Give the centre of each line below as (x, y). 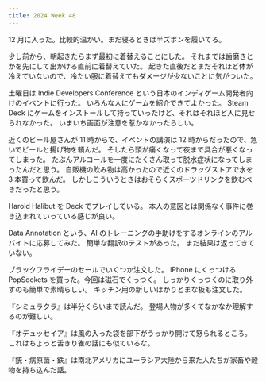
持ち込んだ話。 (46, 369)
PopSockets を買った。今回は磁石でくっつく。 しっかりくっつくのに (120, 280)
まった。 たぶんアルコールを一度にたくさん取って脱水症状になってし (134, 159)
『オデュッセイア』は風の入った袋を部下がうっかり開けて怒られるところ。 (130, 333)
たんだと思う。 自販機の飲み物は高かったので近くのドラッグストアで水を (134, 169)
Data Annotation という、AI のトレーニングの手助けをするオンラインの (123, 233)
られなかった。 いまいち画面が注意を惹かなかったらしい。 (103, 122)
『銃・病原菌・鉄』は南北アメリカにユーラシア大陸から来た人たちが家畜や (130, 360)
